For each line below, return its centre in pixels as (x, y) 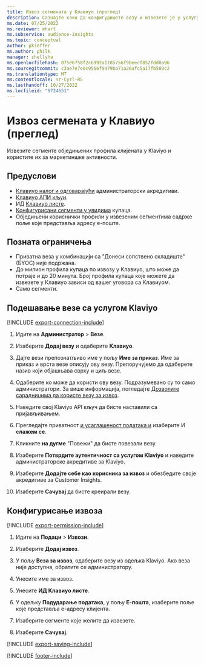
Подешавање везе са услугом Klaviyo (82, 308)
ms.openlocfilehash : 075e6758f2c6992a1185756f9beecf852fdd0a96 (88, 62)
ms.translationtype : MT (37, 74)
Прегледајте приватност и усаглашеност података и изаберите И (100, 425)
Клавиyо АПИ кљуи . (42, 197)
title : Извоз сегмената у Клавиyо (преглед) (64, 12)
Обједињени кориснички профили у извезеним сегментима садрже (104, 217)
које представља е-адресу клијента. (63, 609)
